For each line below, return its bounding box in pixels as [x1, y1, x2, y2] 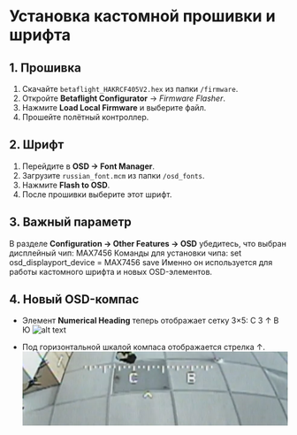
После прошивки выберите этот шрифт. [21, 188, 172, 200]
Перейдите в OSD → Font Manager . [21, 161, 156, 172]
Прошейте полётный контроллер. [21, 112, 149, 122]
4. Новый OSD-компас [9, 292, 140, 307]
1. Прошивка [9, 60, 81, 75]
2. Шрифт [9, 137, 65, 152]
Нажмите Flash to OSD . [21, 179, 110, 190]
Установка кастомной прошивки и [9, 6, 276, 27]
